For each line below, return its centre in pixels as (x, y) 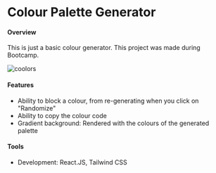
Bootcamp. (23, 55)
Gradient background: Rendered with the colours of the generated (113, 123)
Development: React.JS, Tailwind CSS (72, 162)
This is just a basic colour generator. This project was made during (104, 48)
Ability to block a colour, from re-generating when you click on (108, 101)
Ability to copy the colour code (62, 115)
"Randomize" (37, 108)
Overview (22, 32)
